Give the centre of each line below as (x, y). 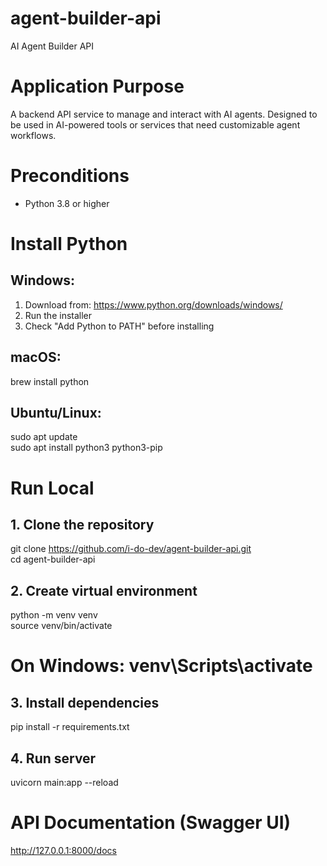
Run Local (52, 488)
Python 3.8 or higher (67, 203)
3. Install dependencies (85, 702)
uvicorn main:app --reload (64, 783)
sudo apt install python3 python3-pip (86, 448)
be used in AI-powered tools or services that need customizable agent (155, 124)
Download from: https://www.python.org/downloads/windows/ (153, 304)
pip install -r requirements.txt (70, 727)
